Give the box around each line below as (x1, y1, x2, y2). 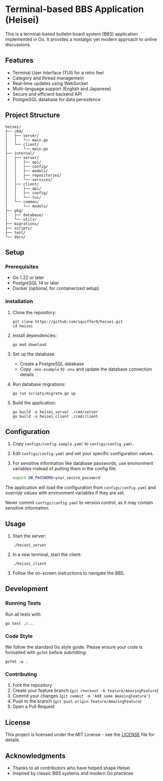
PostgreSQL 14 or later (12, 280, 59, 286)
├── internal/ (5, 151, 35, 156)
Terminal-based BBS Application (5, 4, 144, 15)
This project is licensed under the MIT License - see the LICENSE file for (5, 732, 154, 738)
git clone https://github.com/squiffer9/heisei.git (12, 319, 123, 324)
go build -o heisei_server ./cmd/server (12, 409, 98, 414)
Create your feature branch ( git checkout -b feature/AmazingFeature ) (12, 687, 159, 693)
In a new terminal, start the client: (12, 551, 82, 557)
